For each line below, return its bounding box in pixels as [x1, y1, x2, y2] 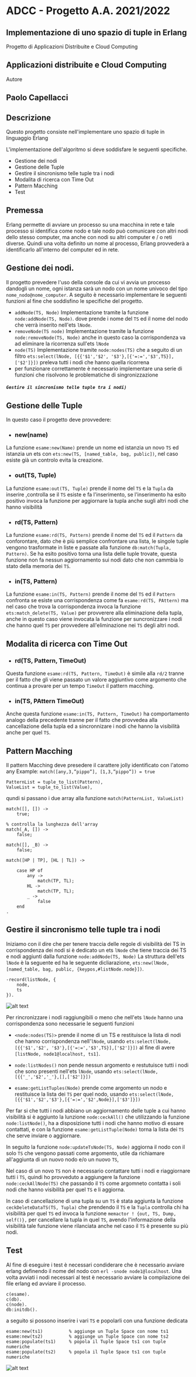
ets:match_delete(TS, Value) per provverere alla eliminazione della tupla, [6, 609, 183, 616]
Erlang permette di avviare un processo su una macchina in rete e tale [6, 221, 175, 228]
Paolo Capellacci [6, 93, 68, 103]
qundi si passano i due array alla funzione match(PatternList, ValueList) [6, 795, 184, 802]
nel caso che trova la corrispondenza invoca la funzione [6, 603, 142, 610]
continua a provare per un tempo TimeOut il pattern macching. [6, 682, 154, 689]
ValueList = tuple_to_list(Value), [6, 784, 93, 791]
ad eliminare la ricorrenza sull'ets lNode [14, 340, 109, 347]
